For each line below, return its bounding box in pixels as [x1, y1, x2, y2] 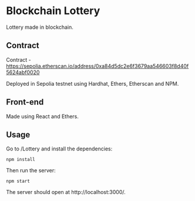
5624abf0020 [6, 69, 40, 76]
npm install [6, 157, 35, 163]
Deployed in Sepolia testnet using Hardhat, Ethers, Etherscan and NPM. [6, 80, 179, 87]
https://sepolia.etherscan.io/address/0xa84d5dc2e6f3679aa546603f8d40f [6, 62, 189, 69]
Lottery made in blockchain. [6, 24, 73, 31]
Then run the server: [6, 167, 56, 174]
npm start [6, 178, 31, 185]
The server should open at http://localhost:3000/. [6, 189, 126, 196]
